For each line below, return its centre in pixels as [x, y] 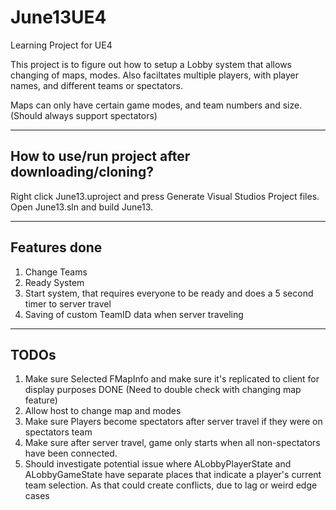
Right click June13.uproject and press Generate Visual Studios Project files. [165, 196]
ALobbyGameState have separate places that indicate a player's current [173, 475]
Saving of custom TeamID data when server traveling [134, 314]
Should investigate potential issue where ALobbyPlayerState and [158, 464]
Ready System [54, 282]
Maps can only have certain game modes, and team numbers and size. [156, 105]
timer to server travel [68, 303]
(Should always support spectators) [84, 115]
